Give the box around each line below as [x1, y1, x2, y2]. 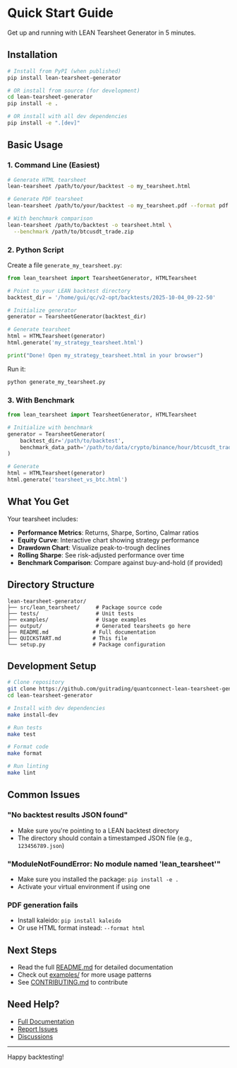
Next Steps [7, 944, 57, 956]
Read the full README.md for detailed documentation [17, 963, 174, 972]
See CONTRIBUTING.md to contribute [17, 978, 128, 987]
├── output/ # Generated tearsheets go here [7, 622, 191, 629]
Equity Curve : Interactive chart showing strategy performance [17, 535, 200, 544]
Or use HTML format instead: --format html [17, 924, 145, 932]
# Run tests [7, 724, 42, 731]
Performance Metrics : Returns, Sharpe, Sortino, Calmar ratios [17, 528, 199, 537]
